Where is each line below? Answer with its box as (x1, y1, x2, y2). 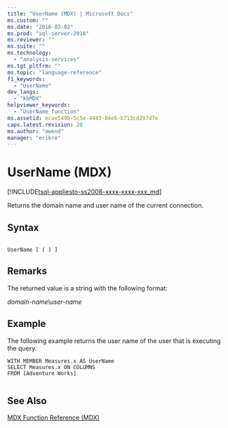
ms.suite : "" (7, 43, 46, 50)
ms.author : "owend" (7, 128, 65, 135)
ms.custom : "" (7, 17, 49, 24)
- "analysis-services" (13, 56, 80, 63)
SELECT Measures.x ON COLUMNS (7, 363, 96, 370)
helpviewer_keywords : (7, 102, 71, 109)
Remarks (7, 265, 48, 277)
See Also (7, 395, 47, 407)
